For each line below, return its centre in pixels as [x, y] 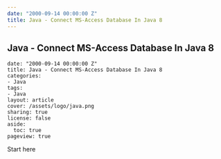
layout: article [30, 100]
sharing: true [28, 112]
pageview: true [29, 137]
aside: [17, 124]
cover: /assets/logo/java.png [51, 106]
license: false [29, 118]
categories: [24, 76]
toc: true [27, 131]
